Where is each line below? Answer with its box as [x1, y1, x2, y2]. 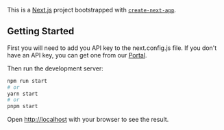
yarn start [7, 90, 38, 97]
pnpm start [7, 103, 38, 110]
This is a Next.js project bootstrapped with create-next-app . [7, 6, 177, 14]
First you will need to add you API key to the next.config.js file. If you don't [7, 44, 217, 52]
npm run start [7, 77, 48, 84]
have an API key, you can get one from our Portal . [7, 51, 147, 59]
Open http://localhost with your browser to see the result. [7, 116, 169, 124]
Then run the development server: [7, 64, 104, 73]
